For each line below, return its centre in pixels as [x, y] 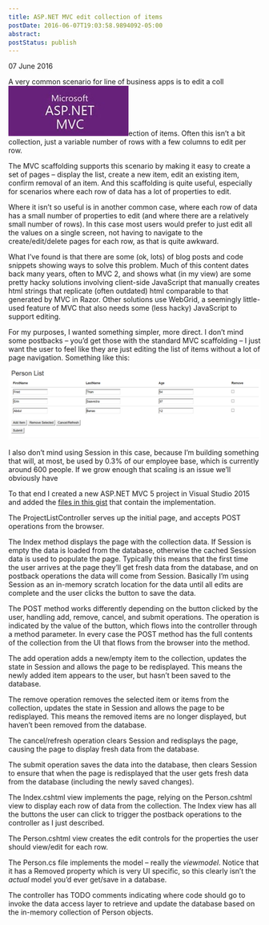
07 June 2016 [31, 66]
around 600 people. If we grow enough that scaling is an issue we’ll [120, 470]
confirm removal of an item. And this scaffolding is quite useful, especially [130, 183]
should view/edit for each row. [58, 847]
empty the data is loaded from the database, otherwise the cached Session [132, 551]
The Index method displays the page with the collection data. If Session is [130, 542]
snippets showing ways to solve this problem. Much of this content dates [129, 266]
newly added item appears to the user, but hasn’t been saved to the [119, 675]
